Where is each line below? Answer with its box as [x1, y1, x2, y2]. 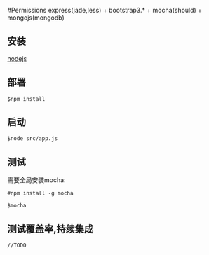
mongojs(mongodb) [7, 13, 65, 22]
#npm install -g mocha [7, 190, 74, 197]
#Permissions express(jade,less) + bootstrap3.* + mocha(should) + [7, 6, 202, 14]
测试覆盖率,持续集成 [7, 223, 94, 235]
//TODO [7, 242, 27, 249]
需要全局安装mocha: [7, 176, 66, 184]
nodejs [7, 54, 27, 62]
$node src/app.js [7, 135, 58, 142]
